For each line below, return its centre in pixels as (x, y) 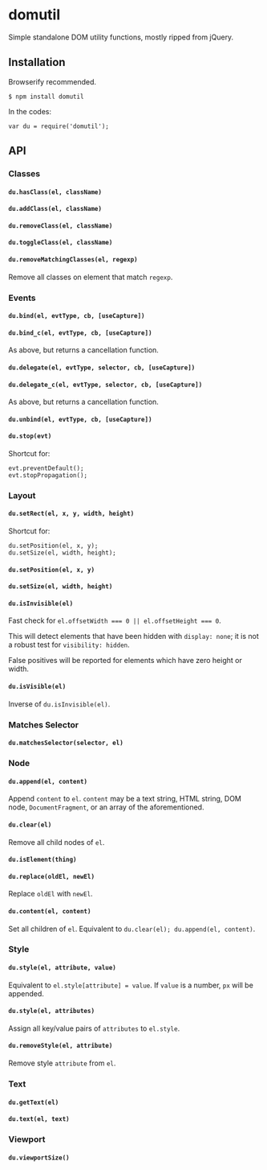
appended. (26, 993)
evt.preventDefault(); (46, 468)
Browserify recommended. (53, 81)
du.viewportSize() (39, 1158)
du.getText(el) (34, 1102)
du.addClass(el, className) (55, 209)
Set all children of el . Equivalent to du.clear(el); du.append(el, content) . (132, 929)
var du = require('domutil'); (59, 126)
